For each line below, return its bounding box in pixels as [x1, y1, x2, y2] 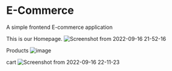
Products [6, 46, 29, 54]
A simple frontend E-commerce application [6, 23, 113, 31]
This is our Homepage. [6, 35, 63, 42]
